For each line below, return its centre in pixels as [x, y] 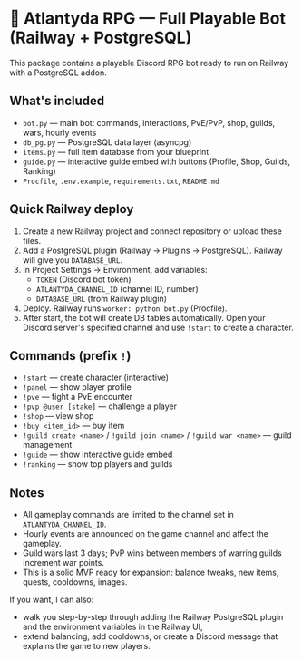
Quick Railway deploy [72, 209]
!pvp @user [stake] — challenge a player [100, 406]
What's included [57, 101]
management [47, 445]
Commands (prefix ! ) [70, 356]
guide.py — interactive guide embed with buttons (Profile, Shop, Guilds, [156, 161]
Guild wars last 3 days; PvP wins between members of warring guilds [152, 553]
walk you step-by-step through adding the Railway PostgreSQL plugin [153, 617]
